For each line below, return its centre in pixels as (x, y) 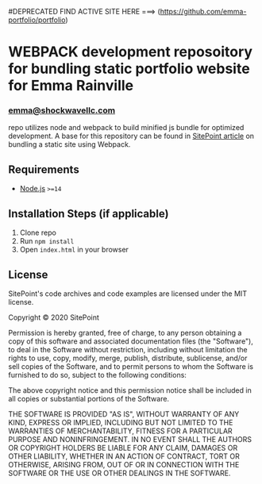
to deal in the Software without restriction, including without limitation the (128, 349)
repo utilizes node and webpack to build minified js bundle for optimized (126, 128)
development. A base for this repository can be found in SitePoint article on (131, 136)
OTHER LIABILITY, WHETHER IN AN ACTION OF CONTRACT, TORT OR (124, 456)
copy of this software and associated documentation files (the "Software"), (131, 341)
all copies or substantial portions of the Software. (89, 398)
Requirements (44, 169)
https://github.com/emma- (203, 12)
